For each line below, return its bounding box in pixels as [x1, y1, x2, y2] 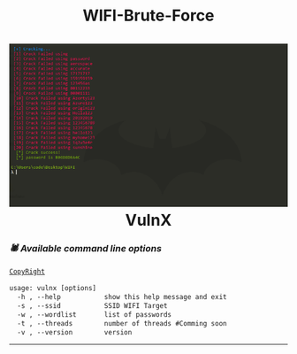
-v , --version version [17, 328, 133, 337]
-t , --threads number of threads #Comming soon [17, 319, 227, 328]
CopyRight [9, 267, 46, 276]
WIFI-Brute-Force [82, 5, 215, 26]
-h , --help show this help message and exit [17, 293, 227, 302]
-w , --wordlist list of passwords [17, 311, 172, 319]
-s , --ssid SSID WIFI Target [17, 302, 168, 311]
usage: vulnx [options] [9, 284, 97, 293]
